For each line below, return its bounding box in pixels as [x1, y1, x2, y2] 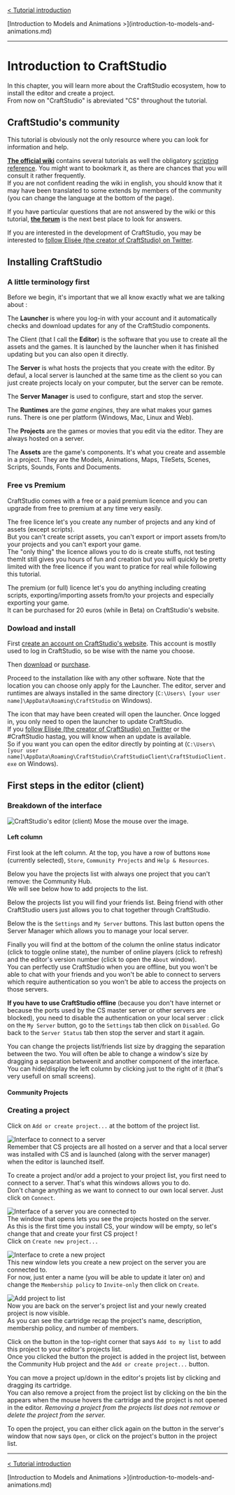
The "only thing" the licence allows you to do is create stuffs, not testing [7, 547, 215, 555]
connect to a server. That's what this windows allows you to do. [7, 1178, 191, 1187]
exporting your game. [7, 598, 70, 607]
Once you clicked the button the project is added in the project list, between [7, 1352, 226, 1361]
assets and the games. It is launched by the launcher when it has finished [7, 343, 219, 351]
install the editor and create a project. [7, 88, 115, 97]
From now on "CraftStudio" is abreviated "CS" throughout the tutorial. [7, 96, 208, 105]
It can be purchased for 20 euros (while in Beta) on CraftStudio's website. [7, 605, 220, 614]
